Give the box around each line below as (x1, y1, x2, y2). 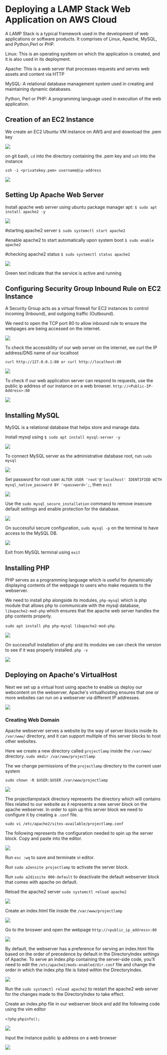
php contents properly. (5, 613, 52, 619)
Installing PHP (5, 564, 50, 572)
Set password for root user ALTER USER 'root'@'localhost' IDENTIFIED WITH (5, 476, 162, 482)
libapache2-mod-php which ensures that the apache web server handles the (5, 608, 160, 613)
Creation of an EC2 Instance (5, 116, 94, 124)
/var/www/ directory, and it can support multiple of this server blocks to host (5, 733, 161, 739)
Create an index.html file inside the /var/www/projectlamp (5, 908, 123, 914)
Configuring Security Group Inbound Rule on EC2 (5, 284, 161, 293)
